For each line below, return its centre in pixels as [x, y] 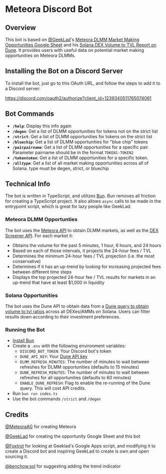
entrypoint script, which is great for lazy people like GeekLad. [68, 207]
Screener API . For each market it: [39, 236]
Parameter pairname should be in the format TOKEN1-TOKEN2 [73, 152]
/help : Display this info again [42, 126]
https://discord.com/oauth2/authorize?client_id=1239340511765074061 [79, 98]
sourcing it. [17, 457]
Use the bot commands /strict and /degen [57, 399]
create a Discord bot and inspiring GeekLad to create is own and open [77, 451]
